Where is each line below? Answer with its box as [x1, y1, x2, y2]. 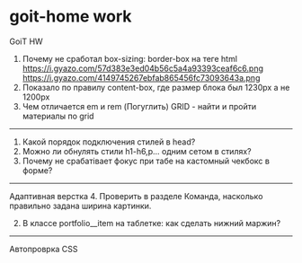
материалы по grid [22, 110, 94, 121]
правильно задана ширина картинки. [9, 200, 152, 211]
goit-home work [9, 6, 132, 27]
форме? [22, 164, 53, 176]
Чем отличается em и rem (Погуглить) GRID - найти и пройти [22, 101, 257, 111]
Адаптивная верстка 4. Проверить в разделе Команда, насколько [9, 190, 263, 201]
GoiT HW [9, 36, 43, 47]
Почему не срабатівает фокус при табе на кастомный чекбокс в [22, 155, 270, 166]
